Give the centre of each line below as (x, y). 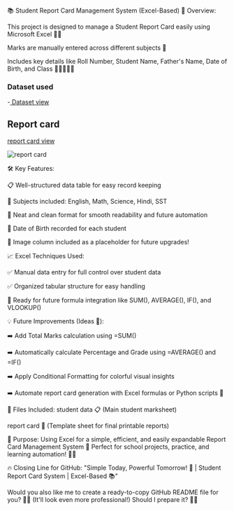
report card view (31, 141)
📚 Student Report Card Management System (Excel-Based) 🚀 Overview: (112, 10)
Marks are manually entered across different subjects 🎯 (87, 48)
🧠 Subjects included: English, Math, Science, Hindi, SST (87, 202)
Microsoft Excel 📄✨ (35, 34)
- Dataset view (28, 102)
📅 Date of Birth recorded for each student (67, 229)
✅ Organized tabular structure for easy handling (76, 286)
